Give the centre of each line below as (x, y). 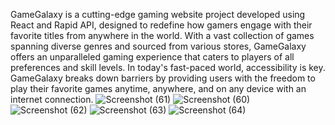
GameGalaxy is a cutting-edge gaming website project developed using (158, 14)
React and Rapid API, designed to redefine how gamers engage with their (161, 25)
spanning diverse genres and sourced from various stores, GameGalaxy (158, 46)
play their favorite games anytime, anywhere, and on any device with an (158, 88)
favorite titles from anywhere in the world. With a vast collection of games (162, 35)
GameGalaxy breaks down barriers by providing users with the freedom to (163, 78)
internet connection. (52, 99)
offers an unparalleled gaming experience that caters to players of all (152, 57)
